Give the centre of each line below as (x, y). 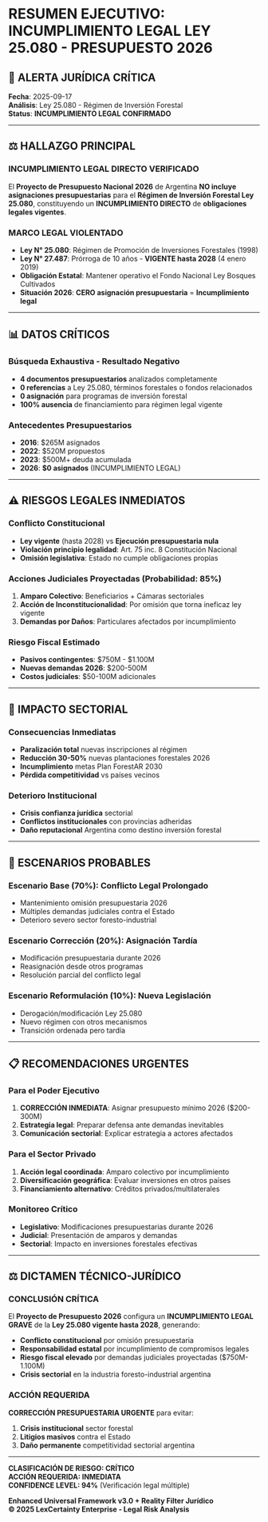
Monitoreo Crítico (43, 1209)
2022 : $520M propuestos (62, 451)
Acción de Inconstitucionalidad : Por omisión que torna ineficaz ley (130, 604)
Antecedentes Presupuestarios (70, 425)
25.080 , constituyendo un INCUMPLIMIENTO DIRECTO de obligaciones (128, 203)
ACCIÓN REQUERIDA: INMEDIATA (65, 1476)
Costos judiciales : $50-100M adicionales (88, 677)
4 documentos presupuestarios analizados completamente (118, 379)
